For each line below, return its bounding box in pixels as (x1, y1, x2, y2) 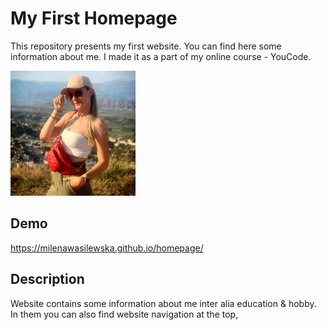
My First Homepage (10, 7, 178, 30)
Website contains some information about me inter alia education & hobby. (10, 297, 317, 309)
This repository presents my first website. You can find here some (10, 40, 282, 52)
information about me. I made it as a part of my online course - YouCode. (10, 50, 312, 62)
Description (10, 271, 85, 288)
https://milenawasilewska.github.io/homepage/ (10, 242, 204, 254)
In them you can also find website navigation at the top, (10, 308, 239, 320)
